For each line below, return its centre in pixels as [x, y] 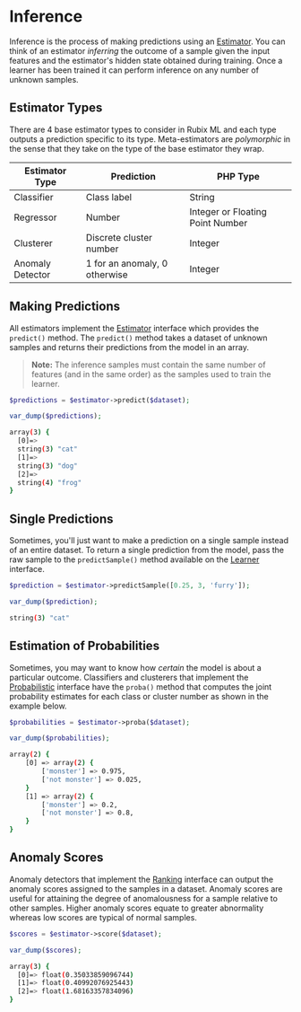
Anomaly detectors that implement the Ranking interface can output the [142, 879]
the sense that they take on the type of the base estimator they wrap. [137, 148]
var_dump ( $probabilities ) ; [60, 738]
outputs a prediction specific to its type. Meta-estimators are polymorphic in [150, 139]
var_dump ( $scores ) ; [46, 950]
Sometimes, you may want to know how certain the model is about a [135, 667]
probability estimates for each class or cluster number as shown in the [139, 696]
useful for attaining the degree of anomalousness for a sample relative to [143, 898]
